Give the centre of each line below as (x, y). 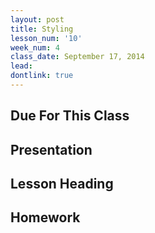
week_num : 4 (35, 47)
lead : (21, 66)
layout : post (37, 19)
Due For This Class (70, 116)
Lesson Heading (62, 184)
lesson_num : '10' (46, 38)
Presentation (51, 149)
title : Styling (42, 29)
